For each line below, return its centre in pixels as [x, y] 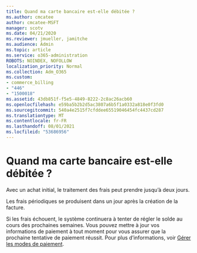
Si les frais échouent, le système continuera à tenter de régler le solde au [94, 219]
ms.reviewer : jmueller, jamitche [47, 39]
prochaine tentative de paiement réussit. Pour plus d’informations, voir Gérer [98, 237]
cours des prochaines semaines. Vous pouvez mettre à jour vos [83, 225]
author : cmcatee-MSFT [33, 22]
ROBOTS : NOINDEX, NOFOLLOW [39, 61]
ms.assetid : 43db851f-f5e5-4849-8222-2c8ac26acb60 [69, 99]
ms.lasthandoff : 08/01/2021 [40, 126]
